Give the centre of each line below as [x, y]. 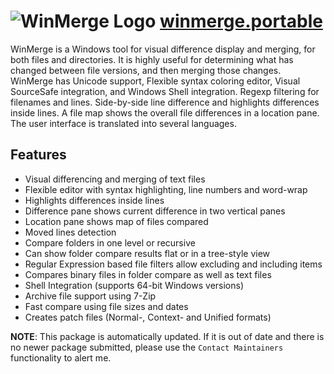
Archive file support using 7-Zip [90, 296]
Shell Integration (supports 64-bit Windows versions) [134, 285]
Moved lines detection [70, 232]
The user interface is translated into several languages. [123, 123]
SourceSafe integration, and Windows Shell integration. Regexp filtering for [165, 91]
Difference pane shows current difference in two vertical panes [155, 211]
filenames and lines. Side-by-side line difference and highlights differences [165, 102]
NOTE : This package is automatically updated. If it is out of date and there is [167, 336]
